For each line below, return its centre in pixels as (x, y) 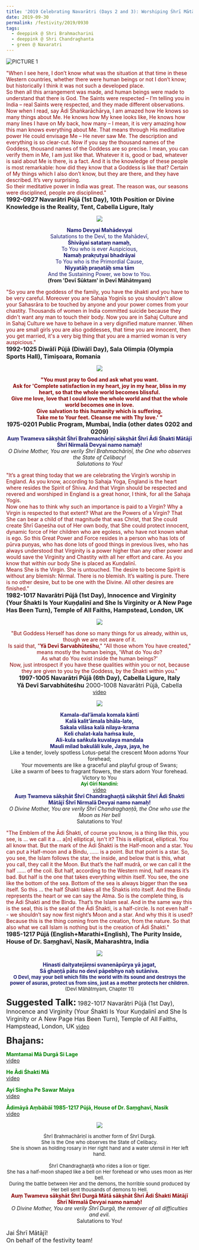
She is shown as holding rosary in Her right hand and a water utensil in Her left (99, 1148)
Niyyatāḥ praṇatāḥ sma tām (99, 268)
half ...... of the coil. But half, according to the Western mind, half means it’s (98, 870)
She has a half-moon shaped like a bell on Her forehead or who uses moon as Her (99, 1172)
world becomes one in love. (99, 405)
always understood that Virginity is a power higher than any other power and (99, 550)
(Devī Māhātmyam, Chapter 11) (99, 989)
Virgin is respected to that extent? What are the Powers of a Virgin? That (94, 512)
